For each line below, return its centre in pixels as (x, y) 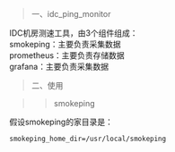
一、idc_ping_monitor (71, 14)
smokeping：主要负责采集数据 (65, 44)
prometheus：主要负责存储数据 (67, 55)
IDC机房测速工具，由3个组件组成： (74, 33)
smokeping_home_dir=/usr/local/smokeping (88, 139)
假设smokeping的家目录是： (61, 122)
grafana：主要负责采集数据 (59, 67)
